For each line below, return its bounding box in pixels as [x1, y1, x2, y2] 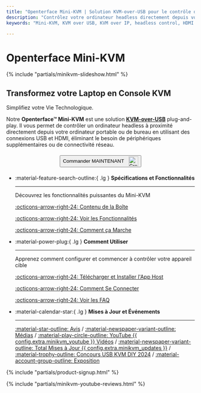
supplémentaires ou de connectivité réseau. [6, 141, 115, 149]
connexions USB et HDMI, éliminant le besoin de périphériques [6, 135, 162, 142]
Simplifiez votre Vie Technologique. [6, 104, 94, 111]
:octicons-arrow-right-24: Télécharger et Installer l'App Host [14, 273, 163, 280]
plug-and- [166, 116, 193, 123]
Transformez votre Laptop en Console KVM [6, 88, 172, 98]
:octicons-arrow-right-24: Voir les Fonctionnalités [14, 215, 138, 222]
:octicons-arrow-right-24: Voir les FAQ [14, 297, 110, 304]
